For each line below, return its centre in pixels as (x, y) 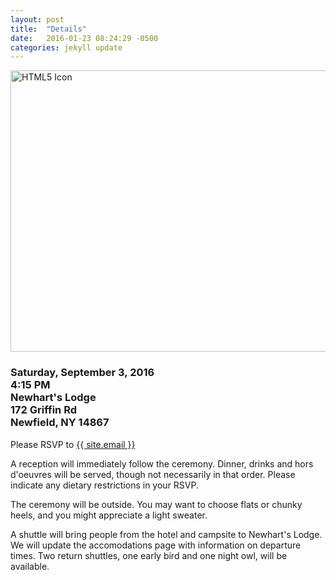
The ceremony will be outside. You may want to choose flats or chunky (156, 504)
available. (30, 566)
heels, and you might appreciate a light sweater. (109, 515)
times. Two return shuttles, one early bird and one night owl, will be (149, 555)
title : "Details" (48, 29)
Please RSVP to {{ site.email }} (73, 444)
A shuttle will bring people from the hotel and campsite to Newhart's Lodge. (166, 534)
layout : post (37, 19)
